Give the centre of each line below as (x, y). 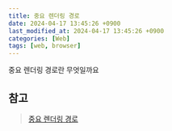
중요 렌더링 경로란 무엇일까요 (54, 70)
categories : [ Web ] (39, 38)
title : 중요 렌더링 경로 (44, 16)
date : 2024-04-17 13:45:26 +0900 (65, 23)
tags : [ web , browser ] (45, 46)
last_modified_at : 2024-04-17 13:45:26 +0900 (86, 31)
